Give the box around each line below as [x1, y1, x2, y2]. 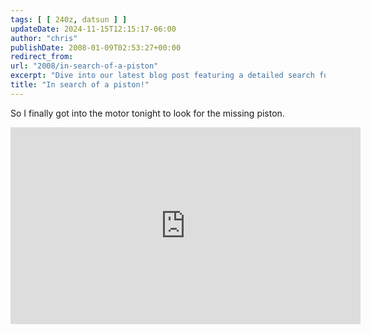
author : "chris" [10, 33, 78, 43]
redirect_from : [10, 52, 74, 62]
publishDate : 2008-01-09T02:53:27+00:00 [10, 42, 182, 53]
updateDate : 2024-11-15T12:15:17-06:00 [10, 24, 177, 34]
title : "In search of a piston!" [10, 80, 150, 90]
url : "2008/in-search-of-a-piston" [10, 61, 159, 71]
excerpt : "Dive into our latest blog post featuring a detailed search [10, 71, 315, 81]
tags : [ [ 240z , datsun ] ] [10, 14, 128, 25]
